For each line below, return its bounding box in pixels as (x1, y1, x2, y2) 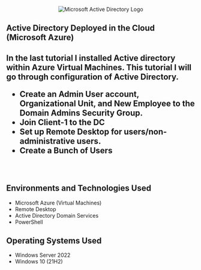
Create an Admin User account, (19, 89, 139, 99)
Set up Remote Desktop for (19, 126, 122, 137)
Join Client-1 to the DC (19, 117, 105, 127)
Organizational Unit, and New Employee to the (19, 98, 195, 108)
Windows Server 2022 (14, 251, 71, 259)
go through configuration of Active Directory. (6, 72, 179, 82)
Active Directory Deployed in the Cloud (6, 23, 155, 33)
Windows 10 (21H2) (14, 258, 63, 265)
